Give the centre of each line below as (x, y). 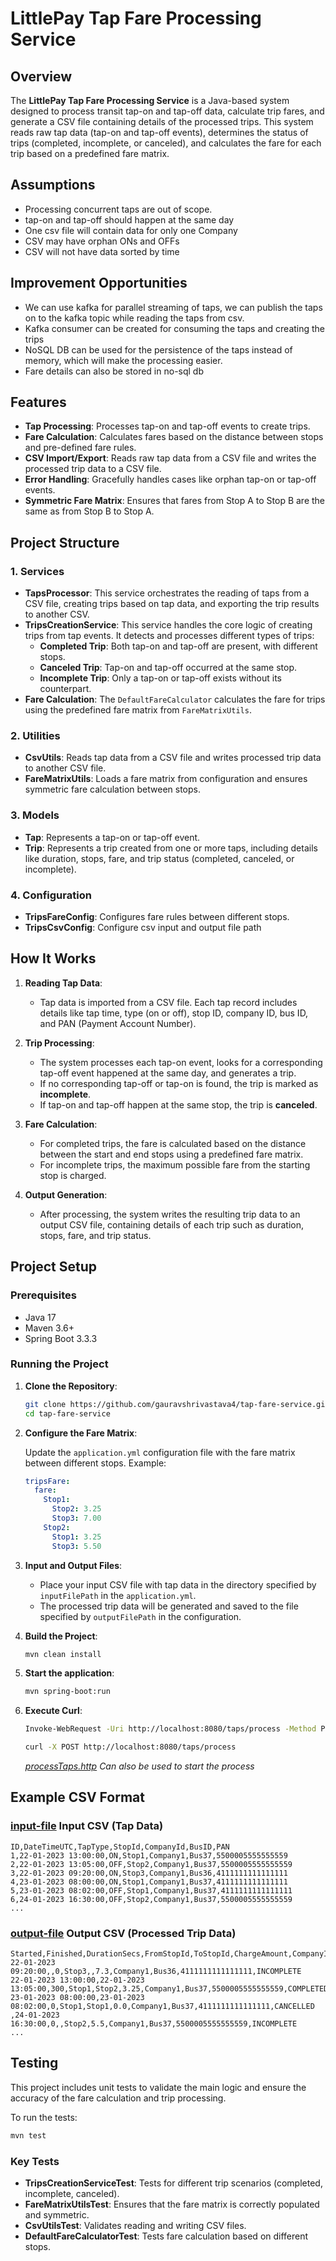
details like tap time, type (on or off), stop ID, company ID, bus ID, (174, 1013)
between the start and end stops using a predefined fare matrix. (171, 1154)
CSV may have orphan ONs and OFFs (102, 241)
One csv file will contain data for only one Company (131, 230)
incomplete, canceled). (72, 2194)
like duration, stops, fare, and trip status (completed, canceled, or (159, 858)
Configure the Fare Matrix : (81, 1433)
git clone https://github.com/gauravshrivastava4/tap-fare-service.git (177, 1404)
